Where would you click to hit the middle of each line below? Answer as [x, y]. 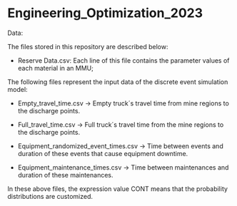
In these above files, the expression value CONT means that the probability [118, 189]
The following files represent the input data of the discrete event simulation [118, 82]
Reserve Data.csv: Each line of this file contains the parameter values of [123, 60]
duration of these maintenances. [65, 175]
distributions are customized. [50, 196]
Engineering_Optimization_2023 [105, 13]
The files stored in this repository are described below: [88, 46]
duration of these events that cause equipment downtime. [103, 153]
